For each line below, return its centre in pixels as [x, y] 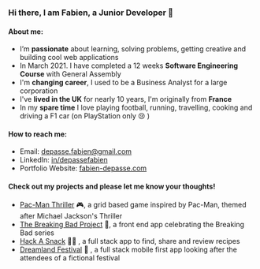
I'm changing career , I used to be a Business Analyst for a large [123, 83]
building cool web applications [69, 58]
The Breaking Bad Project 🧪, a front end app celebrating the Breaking [132, 224]
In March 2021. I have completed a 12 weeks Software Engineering [129, 65]
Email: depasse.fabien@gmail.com [76, 151]
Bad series [37, 233]
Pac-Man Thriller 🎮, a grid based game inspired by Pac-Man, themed [133, 204]
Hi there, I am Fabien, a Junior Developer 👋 [91, 13]
